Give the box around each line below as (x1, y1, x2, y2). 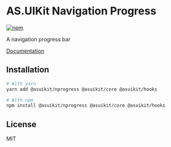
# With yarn (6, 80, 36, 86)
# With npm (6, 97, 34, 103)
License (6, 119, 37, 130)
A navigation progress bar (6, 35, 71, 43)
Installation (6, 65, 49, 75)
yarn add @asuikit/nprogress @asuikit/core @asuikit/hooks (6, 86, 158, 92)
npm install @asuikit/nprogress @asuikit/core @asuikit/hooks (6, 103, 166, 109)
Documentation (6, 47, 45, 55)
